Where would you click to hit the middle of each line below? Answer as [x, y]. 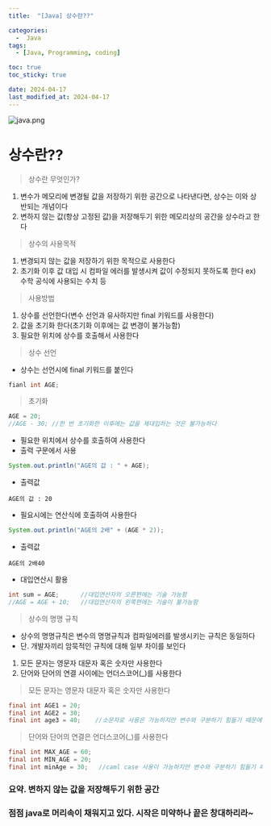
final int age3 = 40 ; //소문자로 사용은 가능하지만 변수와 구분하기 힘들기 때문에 [135, 720]
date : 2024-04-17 [38, 90]
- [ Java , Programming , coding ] [68, 53]
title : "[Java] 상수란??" [51, 16]
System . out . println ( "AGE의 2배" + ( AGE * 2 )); [86, 530]
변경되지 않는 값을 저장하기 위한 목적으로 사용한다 [98, 261]
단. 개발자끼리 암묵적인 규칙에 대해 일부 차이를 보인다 [103, 645]
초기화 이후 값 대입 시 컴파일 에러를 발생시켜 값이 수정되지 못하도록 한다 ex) [138, 270]
